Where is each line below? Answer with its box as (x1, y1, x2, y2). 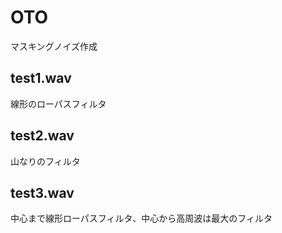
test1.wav (10, 70, 72, 87)
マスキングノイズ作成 (10, 40, 98, 52)
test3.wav (10, 184, 75, 201)
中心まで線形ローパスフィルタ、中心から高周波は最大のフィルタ (10, 212, 273, 225)
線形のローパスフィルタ (10, 97, 107, 110)
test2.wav (10, 127, 75, 145)
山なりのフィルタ (10, 155, 81, 167)
